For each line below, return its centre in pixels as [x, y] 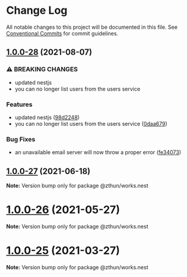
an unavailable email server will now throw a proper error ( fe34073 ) [98, 152]
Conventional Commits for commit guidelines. [62, 33]
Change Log [37, 10]
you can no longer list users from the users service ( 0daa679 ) [91, 124]
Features [19, 104]
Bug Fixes [21, 139]
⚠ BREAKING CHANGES [42, 70]
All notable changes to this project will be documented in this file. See [92, 27]
